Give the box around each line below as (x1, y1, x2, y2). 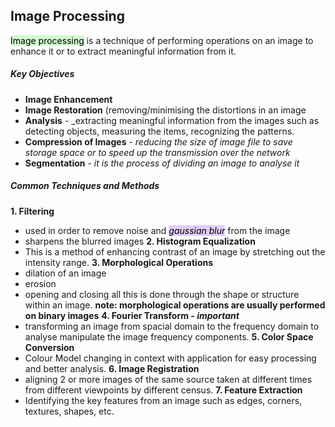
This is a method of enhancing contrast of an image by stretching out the (24, 245, 326, 258)
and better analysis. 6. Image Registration (24, 362, 200, 374)
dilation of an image (24, 267, 107, 279)
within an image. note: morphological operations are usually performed (24, 299, 326, 311)
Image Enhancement (24, 93, 113, 105)
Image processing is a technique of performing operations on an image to (10, 34, 314, 46)
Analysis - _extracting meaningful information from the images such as (24, 114, 320, 126)
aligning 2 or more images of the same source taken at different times (24, 373, 313, 385)
